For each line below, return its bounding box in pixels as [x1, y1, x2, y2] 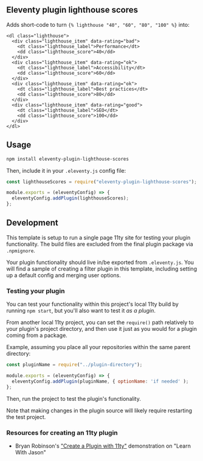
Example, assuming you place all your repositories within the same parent [6, 344, 191, 351]
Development [6, 218, 59, 228]
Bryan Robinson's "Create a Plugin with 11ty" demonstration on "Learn [15, 442, 191, 449]
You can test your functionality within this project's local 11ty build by [6, 300, 179, 308]
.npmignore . [6, 246, 35, 254]
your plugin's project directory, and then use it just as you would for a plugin [6, 325, 198, 333]
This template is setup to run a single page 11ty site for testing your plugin [6, 234, 191, 241]
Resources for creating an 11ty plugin [6, 428, 119, 437]
